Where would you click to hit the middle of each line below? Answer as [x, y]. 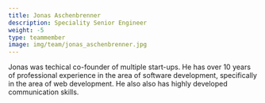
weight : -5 [26, 30]
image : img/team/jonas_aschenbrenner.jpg [78, 45]
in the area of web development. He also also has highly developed [118, 84]
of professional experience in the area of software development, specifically [133, 75]
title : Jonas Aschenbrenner [55, 15]
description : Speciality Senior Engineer [78, 23]
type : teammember [37, 37]
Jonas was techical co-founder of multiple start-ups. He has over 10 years [130, 67]
